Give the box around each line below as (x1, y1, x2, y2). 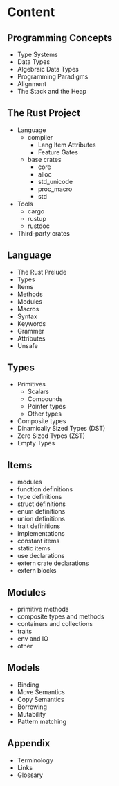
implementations (17, 530, 65, 538)
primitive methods (17, 605, 69, 614)
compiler (27, 133, 53, 141)
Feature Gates (37, 147, 78, 156)
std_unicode (37, 177, 73, 186)
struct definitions (17, 500, 66, 508)
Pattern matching (17, 717, 67, 726)
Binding (17, 680, 39, 689)
